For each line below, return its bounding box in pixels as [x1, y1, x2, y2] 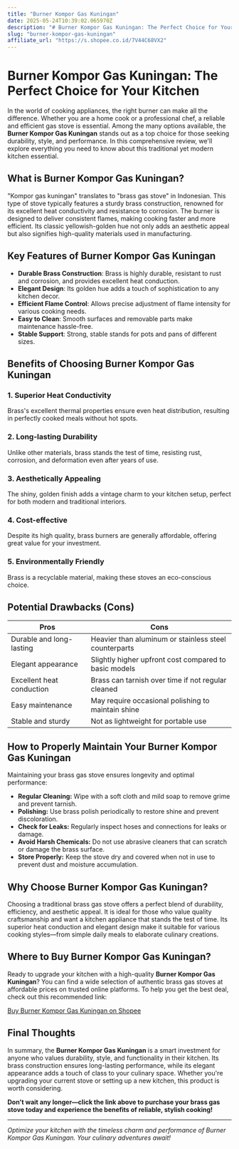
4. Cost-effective [7, 515, 68, 525]
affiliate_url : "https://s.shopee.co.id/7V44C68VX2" [7, 37, 167, 44]
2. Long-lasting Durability [7, 432, 98, 442]
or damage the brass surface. [17, 845, 105, 854]
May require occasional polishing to [90, 696, 210, 706]
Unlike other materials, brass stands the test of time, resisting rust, [7, 448, 203, 456]
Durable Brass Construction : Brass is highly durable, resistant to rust [17, 269, 222, 277]
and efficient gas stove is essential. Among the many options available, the [7, 122, 226, 131]
